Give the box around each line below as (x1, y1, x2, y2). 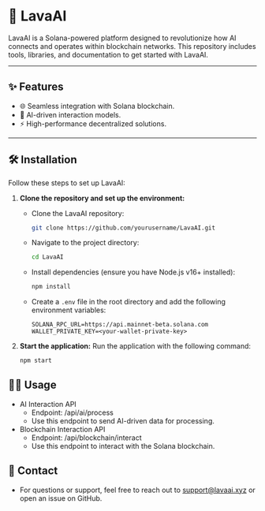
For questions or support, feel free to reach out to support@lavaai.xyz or (19, 485, 256, 494)
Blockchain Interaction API (19, 424, 106, 434)
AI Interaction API (19, 399, 77, 408)
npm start (19, 356, 53, 365)
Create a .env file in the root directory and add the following (31, 297, 226, 307)
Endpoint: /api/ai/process (31, 408, 114, 417)
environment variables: (31, 305, 106, 315)
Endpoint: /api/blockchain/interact (31, 433, 142, 442)
